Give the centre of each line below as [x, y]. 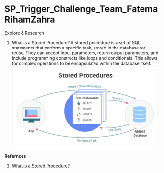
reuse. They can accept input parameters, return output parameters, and [85, 53]
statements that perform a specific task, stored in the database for [79, 48]
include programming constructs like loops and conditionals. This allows [84, 58]
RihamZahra [30, 19]
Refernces [15, 156]
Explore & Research [24, 33]
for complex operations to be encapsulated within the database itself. [82, 63]
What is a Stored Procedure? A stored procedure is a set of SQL [76, 42]
